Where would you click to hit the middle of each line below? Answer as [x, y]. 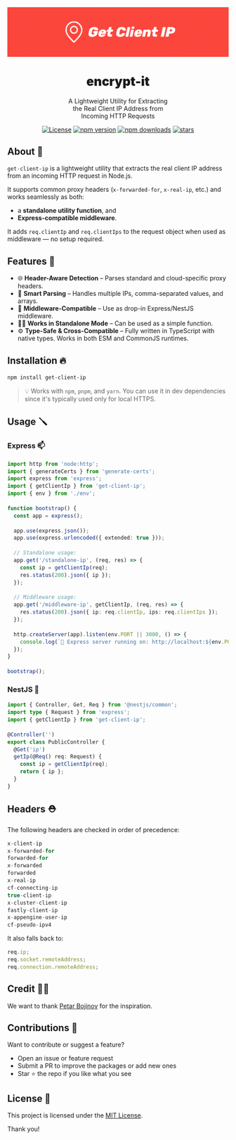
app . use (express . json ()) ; [52, 531]
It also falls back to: [35, 938]
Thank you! [24, 1129]
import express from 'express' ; [54, 479]
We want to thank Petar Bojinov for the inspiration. [80, 1006]
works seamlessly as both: [46, 197]
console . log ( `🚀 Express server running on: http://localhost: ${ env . [122, 642]
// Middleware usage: [45, 597]
